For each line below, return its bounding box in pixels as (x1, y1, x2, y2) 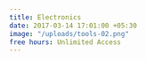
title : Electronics (9, 12, 82, 22)
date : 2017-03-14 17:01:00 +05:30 (9, 21, 138, 30)
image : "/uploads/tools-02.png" (9, 29, 129, 38)
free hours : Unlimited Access (9, 37, 122, 47)
